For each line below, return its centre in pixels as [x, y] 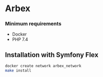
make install [18, 71]
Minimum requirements [33, 24]
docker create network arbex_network [43, 66]
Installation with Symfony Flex [52, 55]
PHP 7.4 [20, 39]
